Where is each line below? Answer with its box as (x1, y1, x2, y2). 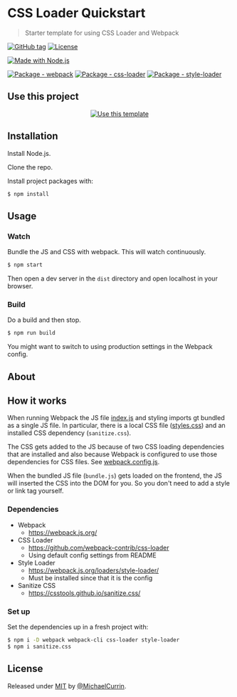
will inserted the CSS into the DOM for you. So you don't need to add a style (7, 479, 230, 488)
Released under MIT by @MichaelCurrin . (7, 681, 127, 690)
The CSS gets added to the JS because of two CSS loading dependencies (7, 443, 225, 451)
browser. (7, 282, 33, 290)
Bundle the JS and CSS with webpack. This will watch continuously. (7, 248, 206, 256)
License (7, 663, 43, 675)
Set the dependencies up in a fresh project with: (7, 622, 149, 631)
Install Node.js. (7, 149, 51, 157)
